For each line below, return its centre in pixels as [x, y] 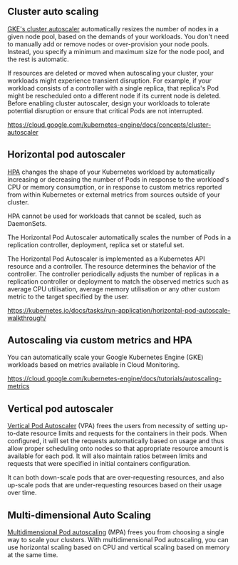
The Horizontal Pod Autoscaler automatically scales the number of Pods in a [119, 237]
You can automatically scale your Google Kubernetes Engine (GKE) [105, 357]
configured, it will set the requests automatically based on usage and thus [116, 441]
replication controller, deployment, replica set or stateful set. [96, 244]
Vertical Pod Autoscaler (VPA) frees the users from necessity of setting [112, 426]
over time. [22, 493]
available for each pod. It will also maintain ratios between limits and [108, 456]
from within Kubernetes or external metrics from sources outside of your [114, 195]
